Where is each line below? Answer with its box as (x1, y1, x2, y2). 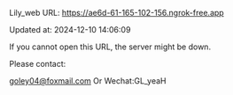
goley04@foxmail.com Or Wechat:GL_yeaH (9, 76, 167, 86)
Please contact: (9, 59, 66, 69)
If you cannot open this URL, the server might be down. (9, 41, 211, 52)
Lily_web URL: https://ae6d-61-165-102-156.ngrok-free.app (9, 8, 224, 18)
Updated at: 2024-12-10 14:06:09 (9, 25, 131, 34)
